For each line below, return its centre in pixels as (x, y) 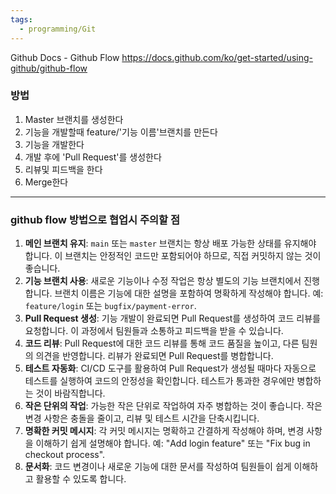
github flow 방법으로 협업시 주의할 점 (95, 219)
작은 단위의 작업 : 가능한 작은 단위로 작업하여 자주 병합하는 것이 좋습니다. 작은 (173, 406)
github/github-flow (49, 68)
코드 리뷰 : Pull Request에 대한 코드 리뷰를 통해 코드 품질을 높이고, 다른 (162, 343)
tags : (21, 19)
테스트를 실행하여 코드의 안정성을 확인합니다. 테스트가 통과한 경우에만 (159, 381)
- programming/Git (58, 29)
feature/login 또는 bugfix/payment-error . (110, 306)
